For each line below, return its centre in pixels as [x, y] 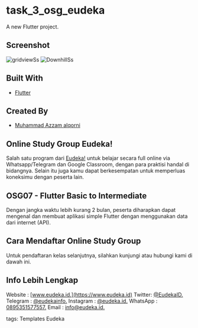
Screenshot [28, 45]
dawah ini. [19, 262]
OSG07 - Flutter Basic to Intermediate [77, 196]
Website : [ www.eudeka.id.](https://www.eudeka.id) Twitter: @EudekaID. [95, 294]
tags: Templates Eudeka [35, 319]
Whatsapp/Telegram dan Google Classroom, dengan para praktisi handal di [98, 165]
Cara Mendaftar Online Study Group [74, 241]
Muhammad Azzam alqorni [48, 126]
